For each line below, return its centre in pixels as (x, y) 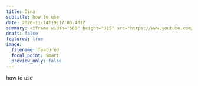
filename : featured (35, 50)
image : (14, 45)
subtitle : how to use (33, 17)
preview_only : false (37, 61)
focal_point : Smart (35, 55)
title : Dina (21, 11)
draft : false (22, 34)
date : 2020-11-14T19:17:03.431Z (46, 22)
